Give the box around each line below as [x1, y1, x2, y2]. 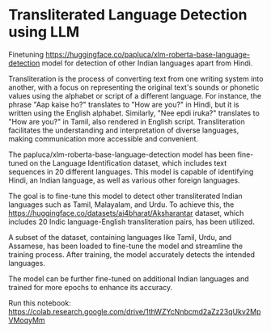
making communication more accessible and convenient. [8, 133, 199, 143]
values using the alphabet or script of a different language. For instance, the [8, 91, 261, 100]
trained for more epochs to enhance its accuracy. [8, 282, 173, 292]
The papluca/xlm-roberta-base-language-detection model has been [8, 150, 236, 159]
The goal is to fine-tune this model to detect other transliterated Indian [8, 191, 243, 200]
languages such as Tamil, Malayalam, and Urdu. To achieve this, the [8, 200, 235, 209]
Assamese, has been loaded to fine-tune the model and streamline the [8, 241, 243, 251]
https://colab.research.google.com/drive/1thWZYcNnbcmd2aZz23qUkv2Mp [8, 306, 261, 316]
